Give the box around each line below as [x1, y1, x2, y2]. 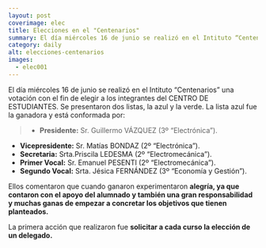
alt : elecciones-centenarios [8, 48, 104, 56]
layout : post [8, 11, 51, 20]
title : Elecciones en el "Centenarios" [8, 26, 140, 34]
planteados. [8, 207, 49, 216]
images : [8, 56, 34, 64]
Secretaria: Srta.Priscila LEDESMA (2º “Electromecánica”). [19, 149, 212, 158]
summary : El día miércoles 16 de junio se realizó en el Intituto [8, 33, 232, 42]
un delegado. [8, 231, 53, 240]
